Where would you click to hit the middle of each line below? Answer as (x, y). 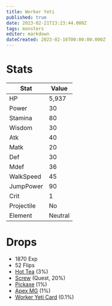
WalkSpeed (25, 176)
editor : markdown (28, 34)
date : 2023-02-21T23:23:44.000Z (46, 23)
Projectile (22, 206)
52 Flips (25, 265)
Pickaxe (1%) (31, 284)
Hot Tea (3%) (31, 271)
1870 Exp (26, 259)
